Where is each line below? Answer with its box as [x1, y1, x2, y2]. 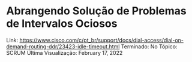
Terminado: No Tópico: [121, 43, 178, 50]
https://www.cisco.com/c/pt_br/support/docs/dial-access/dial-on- [19, 36, 184, 44]
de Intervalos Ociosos [6, 17, 118, 30]
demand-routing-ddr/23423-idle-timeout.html [6, 43, 120, 50]
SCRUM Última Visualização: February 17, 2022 [6, 49, 123, 56]
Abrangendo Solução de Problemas [6, 4, 187, 18]
